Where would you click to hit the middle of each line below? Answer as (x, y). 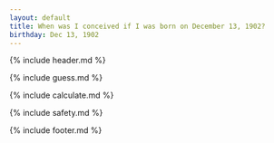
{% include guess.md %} (56, 78)
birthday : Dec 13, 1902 (54, 34)
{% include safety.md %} (56, 113)
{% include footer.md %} (56, 130)
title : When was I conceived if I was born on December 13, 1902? (137, 26)
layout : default (40, 18)
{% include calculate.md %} (62, 95)
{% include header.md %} (58, 61)
